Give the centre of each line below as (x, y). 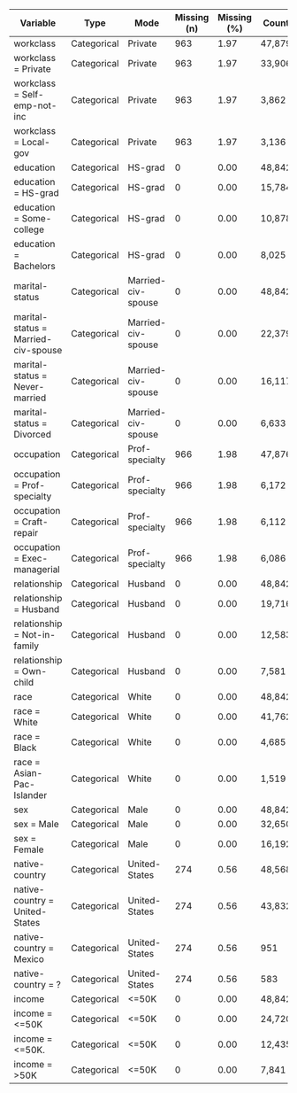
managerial (37, 569)
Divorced (32, 434)
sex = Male (36, 824)
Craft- (35, 522)
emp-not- (35, 105)
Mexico (29, 959)
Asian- (28, 773)
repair (26, 533)
